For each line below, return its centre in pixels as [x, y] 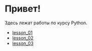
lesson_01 [22, 32]
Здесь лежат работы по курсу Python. [46, 23]
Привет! [23, 9]
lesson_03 [23, 43]
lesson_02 [23, 38]
